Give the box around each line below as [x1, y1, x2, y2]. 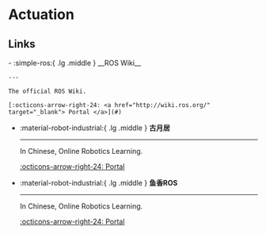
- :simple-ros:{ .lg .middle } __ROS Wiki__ [8, 58, 141, 67]
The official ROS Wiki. [8, 87, 87, 95]
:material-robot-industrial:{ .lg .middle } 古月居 [19, 123, 170, 132]
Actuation [8, 6, 75, 24]
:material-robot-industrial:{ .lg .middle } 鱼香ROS [19, 178, 178, 187]
